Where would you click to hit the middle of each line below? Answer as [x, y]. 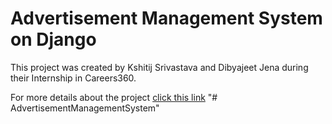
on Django [53, 39]
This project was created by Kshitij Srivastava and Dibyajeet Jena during [159, 67]
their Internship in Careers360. [73, 78]
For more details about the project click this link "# [114, 97]
